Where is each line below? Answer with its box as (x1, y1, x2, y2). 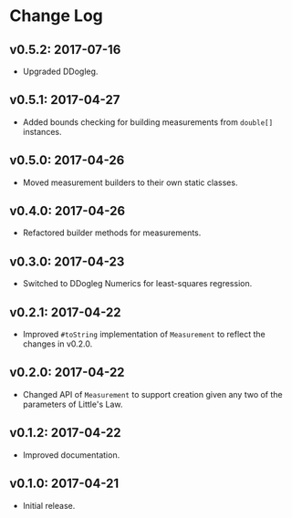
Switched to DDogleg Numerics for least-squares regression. (22, 278, 253, 289)
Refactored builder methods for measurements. (22, 227, 202, 238)
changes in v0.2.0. (22, 338, 93, 349)
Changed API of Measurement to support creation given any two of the (22, 388, 283, 399)
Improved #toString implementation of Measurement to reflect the (22, 329, 266, 340)
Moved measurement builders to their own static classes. (22, 177, 238, 188)
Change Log (9, 5, 103, 26)
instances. (22, 126, 62, 137)
